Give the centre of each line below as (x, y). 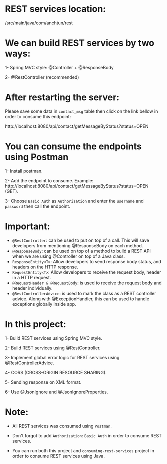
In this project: (36, 324)
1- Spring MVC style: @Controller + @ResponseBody (59, 67)
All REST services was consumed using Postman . (62, 426)
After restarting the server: (62, 98)
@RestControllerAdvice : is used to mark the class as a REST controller (84, 293)
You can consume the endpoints (74, 146)
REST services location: (56, 9)
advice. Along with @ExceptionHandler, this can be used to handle (81, 299)
